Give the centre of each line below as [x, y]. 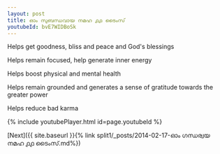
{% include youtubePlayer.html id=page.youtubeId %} [85, 122]
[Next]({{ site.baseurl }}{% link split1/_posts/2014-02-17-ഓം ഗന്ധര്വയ [109, 135]
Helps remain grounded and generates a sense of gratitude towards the [110, 87]
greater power [28, 94]
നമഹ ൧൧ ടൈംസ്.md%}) [44, 143]
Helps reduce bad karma [43, 108]
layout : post [26, 14]
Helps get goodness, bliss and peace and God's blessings [91, 47]
